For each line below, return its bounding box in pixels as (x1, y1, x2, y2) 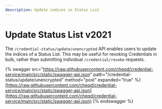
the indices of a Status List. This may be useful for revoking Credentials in (5, 51, 157, 57)
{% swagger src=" (5, 66, 43, 72)
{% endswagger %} (92, 98, 133, 104)
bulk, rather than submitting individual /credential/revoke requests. (5, 56, 145, 62)
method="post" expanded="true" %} (64, 76, 141, 83)
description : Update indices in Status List (5, 7, 99, 13)
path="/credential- (93, 71, 131, 77)
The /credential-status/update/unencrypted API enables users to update (5, 46, 156, 52)
